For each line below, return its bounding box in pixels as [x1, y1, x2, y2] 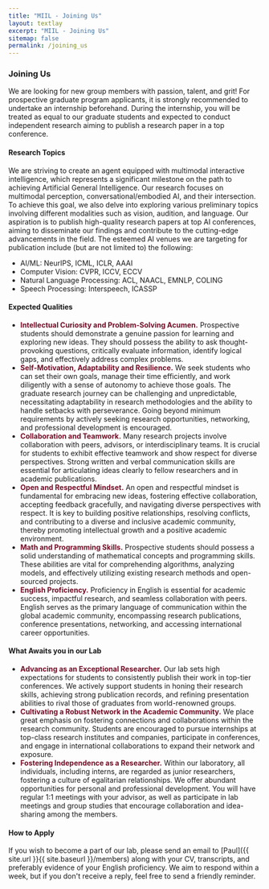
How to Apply [8, 828, 55, 838]
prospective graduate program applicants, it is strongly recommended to [8, 95, 249, 105]
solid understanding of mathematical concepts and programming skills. [19, 550, 255, 560]
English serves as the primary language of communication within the [19, 602, 247, 611]
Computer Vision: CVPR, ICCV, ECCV [19, 266, 143, 276]
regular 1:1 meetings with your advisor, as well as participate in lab [19, 792, 238, 802]
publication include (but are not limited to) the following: [8, 242, 194, 252]
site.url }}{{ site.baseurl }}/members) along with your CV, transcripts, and [8, 854, 251, 864]
